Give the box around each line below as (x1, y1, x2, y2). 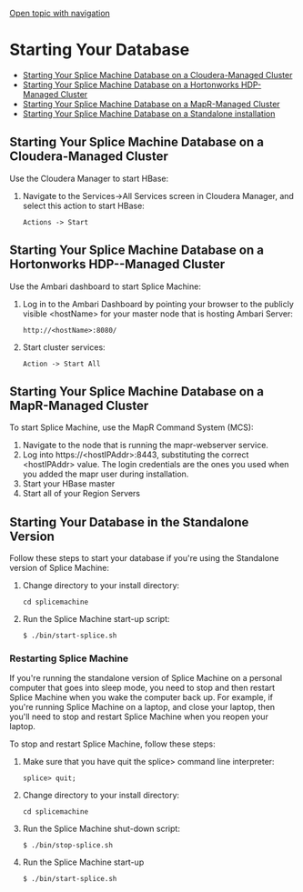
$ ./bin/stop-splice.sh (22, 841, 114, 850)
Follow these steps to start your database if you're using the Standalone (9, 553, 279, 564)
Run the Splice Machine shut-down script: (22, 823, 180, 835)
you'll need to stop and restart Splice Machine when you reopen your (9, 711, 268, 722)
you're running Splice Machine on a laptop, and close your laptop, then (9, 702, 276, 713)
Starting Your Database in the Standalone (9, 514, 249, 530)
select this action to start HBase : (22, 200, 146, 211)
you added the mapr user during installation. (22, 468, 189, 480)
